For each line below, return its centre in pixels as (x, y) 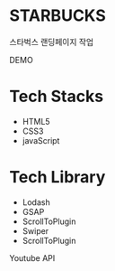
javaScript (41, 140)
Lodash (36, 202)
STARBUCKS (57, 16)
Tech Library (57, 178)
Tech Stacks (57, 97)
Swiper (35, 230)
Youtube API (32, 257)
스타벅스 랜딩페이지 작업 (52, 42)
